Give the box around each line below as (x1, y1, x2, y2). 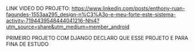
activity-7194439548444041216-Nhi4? (6, 17, 100, 24)
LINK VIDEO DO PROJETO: (6, 5, 71, 12)
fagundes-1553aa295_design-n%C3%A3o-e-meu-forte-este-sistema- (6, 11, 176, 18)
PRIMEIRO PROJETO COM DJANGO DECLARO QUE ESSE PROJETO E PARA (6, 35, 189, 41)
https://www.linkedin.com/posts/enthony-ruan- (71, 5, 185, 12)
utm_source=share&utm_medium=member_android (6, 23, 130, 30)
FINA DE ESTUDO (6, 40, 49, 47)
